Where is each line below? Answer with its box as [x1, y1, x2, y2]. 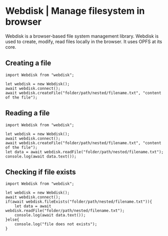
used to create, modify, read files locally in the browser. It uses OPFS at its [5, 38, 162, 45]
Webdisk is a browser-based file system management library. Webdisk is [5, 33, 159, 39]
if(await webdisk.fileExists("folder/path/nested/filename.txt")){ [5, 199, 153, 205]
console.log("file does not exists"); [14, 222, 97, 227]
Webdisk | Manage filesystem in [5, 5, 145, 17]
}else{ [5, 217, 19, 223]
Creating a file [5, 59, 51, 68]
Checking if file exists [5, 167, 76, 176]
